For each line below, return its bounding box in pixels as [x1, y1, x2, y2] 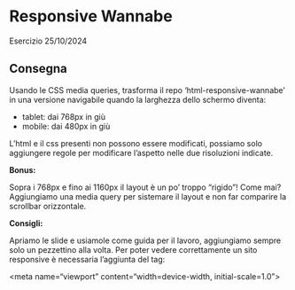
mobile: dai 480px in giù [21, 121, 111, 131]
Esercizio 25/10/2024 [9, 35, 88, 46]
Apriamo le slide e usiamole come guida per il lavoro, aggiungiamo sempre [9, 235, 282, 246]
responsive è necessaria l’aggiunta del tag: [9, 254, 166, 264]
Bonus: [9, 164, 36, 175]
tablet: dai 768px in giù [21, 111, 106, 121]
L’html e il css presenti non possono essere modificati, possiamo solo [9, 137, 263, 148]
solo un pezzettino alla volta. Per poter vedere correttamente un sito [9, 244, 258, 255]
